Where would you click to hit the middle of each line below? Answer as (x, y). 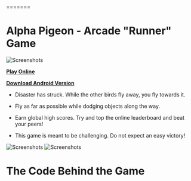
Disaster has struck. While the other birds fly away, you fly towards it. (100, 94)
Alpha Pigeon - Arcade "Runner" (89, 31)
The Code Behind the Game (76, 171)
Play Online (21, 71)
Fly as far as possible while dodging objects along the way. (87, 106)
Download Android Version (40, 83)
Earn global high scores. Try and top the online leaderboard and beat (100, 117)
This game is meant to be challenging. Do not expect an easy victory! (100, 135)
